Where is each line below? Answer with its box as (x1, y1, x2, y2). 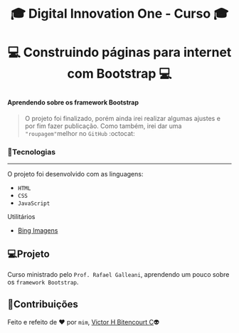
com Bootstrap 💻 (67, 65, 172, 82)
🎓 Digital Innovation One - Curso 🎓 (10, 6, 229, 22)
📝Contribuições (7, 298, 78, 310)
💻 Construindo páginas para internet (7, 44, 232, 60)
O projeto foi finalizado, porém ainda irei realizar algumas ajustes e (24, 114, 221, 122)
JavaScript (17, 200, 51, 207)
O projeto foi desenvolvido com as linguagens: (7, 170, 144, 179)
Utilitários (7, 213, 36, 221)
